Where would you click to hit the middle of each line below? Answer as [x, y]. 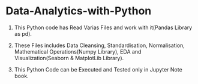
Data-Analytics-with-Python [79, 11]
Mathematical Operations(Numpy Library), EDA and [78, 51]
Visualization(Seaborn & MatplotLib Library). [69, 58]
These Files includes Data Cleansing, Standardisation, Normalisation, [100, 45]
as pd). [23, 33]
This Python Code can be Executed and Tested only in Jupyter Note [98, 69]
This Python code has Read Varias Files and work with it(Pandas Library [103, 27]
